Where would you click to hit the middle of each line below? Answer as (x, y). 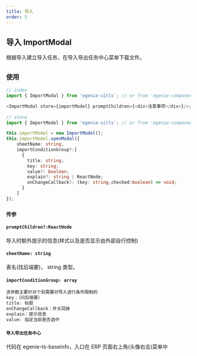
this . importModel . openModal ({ (43, 139)
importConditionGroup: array (42, 280)
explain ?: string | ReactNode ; (65, 177)
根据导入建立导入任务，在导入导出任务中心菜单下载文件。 (75, 58)
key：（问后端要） (24, 298)
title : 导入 (20, 11)
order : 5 (17, 17)
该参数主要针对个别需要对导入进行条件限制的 (52, 292)
